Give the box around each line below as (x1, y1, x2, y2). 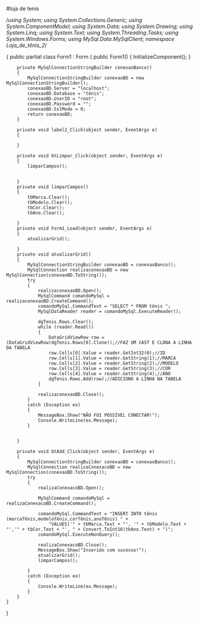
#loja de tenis (6, 5, 40, 12)
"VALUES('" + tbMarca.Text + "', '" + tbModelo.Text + (48, 521, 187, 527)
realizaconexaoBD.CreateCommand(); (6, 298, 94, 304)
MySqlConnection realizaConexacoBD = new (27, 464, 131, 470)
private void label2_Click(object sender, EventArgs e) (17, 127, 158, 133)
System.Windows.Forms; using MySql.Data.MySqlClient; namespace (6, 36, 175, 42)
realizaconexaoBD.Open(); (37, 288, 102, 294)
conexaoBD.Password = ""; (27, 101, 92, 107)
